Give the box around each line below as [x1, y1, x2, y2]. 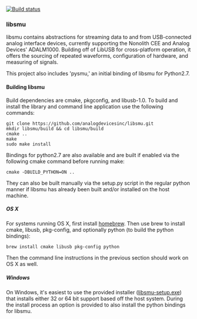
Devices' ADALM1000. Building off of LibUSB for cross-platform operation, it [6, 46, 191, 53]
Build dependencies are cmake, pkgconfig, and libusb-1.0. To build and [6, 97, 178, 104]
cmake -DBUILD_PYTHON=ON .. [6, 169, 75, 175]
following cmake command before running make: [6, 158, 125, 165]
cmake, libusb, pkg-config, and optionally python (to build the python [6, 227, 174, 234]
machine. [6, 192, 29, 199]
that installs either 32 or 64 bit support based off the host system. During [6, 295, 183, 303]
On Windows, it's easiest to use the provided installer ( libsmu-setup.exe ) [6, 289, 182, 296]
